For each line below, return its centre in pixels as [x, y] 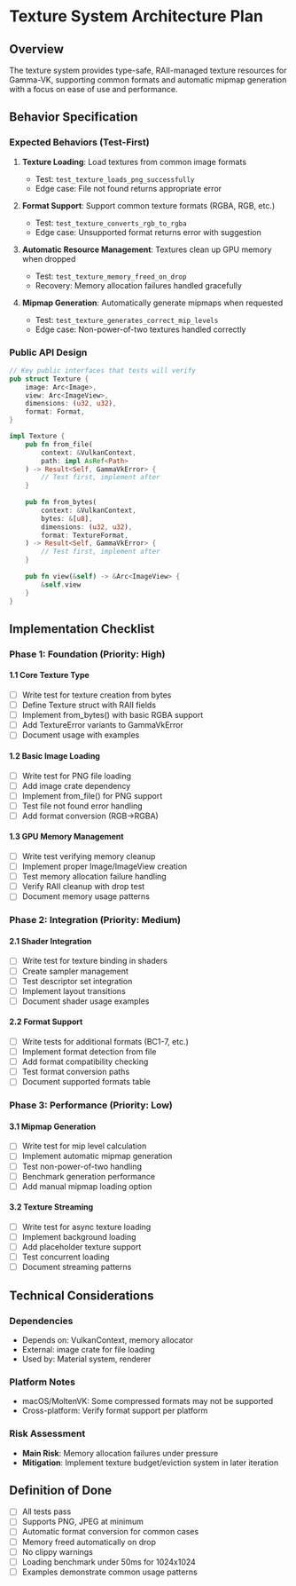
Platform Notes [43, 1382]
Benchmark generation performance [89, 1176]
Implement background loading [79, 1237]
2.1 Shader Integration [51, 941]
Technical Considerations [82, 1295]
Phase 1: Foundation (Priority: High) [87, 654]
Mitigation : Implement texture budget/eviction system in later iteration [150, 1463]
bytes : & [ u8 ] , [67, 518]
